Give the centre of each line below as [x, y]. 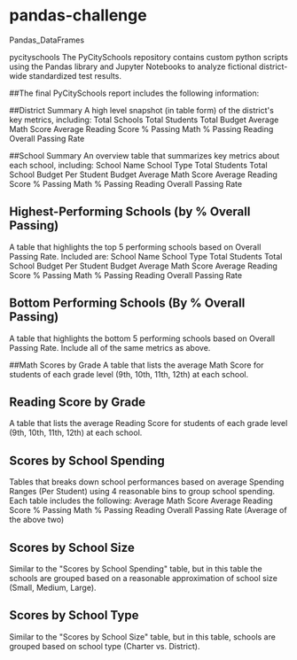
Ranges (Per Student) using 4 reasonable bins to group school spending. [142, 492]
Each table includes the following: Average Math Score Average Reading [141, 501]
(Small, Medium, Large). [53, 587]
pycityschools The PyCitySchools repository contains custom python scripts [148, 57]
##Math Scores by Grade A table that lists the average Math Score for [137, 365]
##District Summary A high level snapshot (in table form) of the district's [142, 110]
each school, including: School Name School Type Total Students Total [138, 165]
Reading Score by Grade [78, 402]
